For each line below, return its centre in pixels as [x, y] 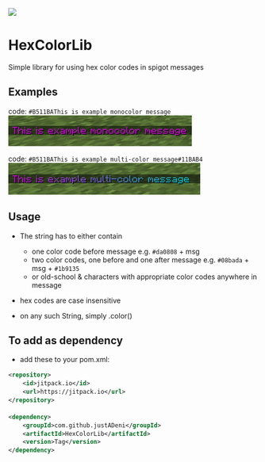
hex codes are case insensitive [70, 300]
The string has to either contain [71, 236]
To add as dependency [65, 340]
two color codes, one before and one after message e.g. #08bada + [140, 260]
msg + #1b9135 [56, 268]
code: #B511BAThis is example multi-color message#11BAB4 [106, 158]
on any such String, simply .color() [76, 315]
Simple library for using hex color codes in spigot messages [106, 67]
